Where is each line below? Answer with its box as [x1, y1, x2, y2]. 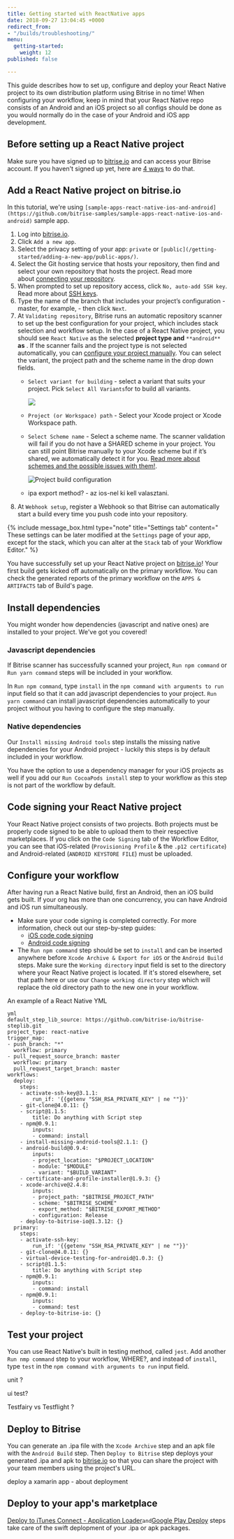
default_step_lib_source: [7, 1016, 82, 1023]
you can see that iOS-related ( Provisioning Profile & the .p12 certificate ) [7, 842, 227, 850]
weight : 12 [20, 50, 52, 57]
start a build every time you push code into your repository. [17, 510, 189, 518]
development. [7, 118, 47, 126]
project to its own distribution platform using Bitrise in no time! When [7, 88, 205, 96]
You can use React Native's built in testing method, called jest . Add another [7, 1348, 226, 1356]
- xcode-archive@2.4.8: [20, 1181, 89, 1188]
